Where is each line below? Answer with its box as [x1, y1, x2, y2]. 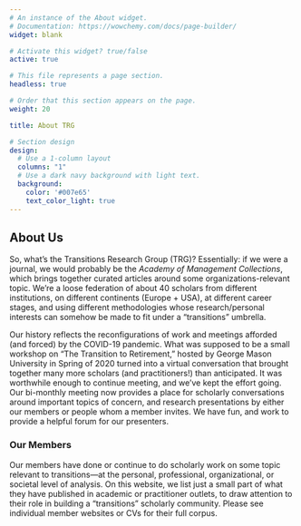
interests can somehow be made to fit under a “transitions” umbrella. [9, 312, 267, 323]
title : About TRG [9, 121, 75, 130]
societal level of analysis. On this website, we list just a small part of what [9, 478, 284, 490]
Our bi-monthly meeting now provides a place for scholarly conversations [9, 387, 285, 398]
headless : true [9, 80, 67, 89]
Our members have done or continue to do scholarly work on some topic [9, 459, 281, 470]
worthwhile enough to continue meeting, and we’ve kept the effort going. [9, 377, 282, 388]
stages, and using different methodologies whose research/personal [9, 302, 265, 313]
